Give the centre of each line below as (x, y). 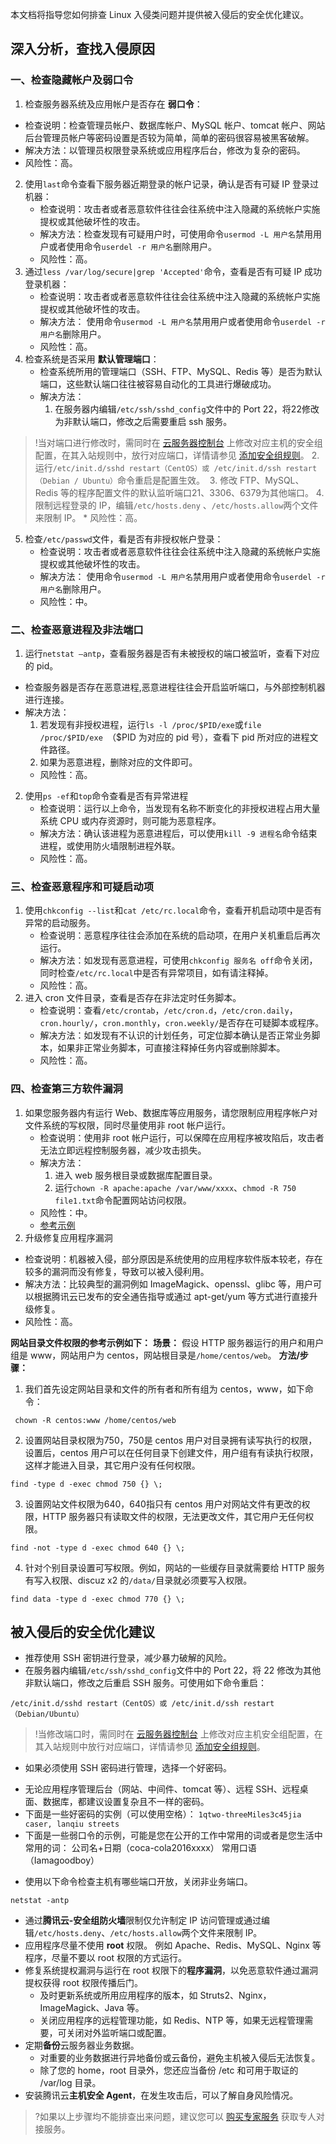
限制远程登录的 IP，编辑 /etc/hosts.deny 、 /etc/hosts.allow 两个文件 (176, 505)
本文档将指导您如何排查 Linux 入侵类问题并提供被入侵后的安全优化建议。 (160, 14)
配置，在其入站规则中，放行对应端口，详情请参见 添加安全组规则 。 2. (177, 455)
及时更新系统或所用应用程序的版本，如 (118, 1995)
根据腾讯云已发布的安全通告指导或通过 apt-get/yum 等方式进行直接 (171, 1296)
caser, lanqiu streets (72, 1824)
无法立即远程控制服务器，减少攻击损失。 (123, 1150)
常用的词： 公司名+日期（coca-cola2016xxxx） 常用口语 (140, 1848)
